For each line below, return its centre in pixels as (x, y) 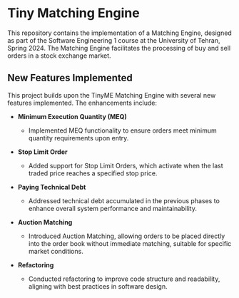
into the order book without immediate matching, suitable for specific (130, 243)
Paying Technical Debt (52, 187)
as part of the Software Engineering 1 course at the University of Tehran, (114, 40)
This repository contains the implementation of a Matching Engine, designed (119, 33)
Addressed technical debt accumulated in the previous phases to (124, 200)
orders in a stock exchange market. (60, 56)
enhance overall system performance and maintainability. (113, 208)
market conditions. (56, 251)
